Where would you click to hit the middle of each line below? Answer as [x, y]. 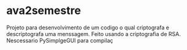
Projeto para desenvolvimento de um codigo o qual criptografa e [88, 27]
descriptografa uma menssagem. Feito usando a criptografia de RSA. [93, 34]
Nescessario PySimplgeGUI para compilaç [60, 40]
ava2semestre [44, 11]
